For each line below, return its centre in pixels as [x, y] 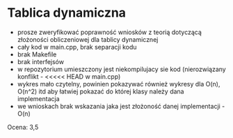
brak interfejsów [41, 61]
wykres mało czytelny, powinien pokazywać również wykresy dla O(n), [119, 84]
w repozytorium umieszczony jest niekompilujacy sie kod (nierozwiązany [121, 69]
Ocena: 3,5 [23, 127]
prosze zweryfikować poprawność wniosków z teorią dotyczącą [109, 32]
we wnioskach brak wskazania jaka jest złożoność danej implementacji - [121, 106]
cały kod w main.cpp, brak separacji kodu [77, 47]
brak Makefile [37, 54]
